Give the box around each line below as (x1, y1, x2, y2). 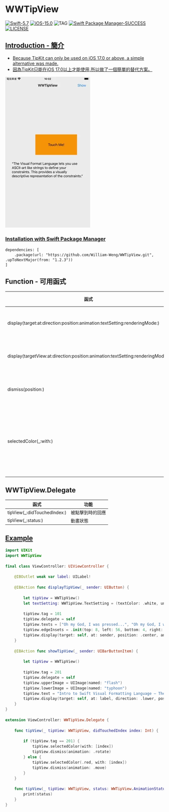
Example (5, 534, 33, 543)
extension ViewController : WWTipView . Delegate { (5, 717, 109, 723)
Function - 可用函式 (5, 278, 66, 286)
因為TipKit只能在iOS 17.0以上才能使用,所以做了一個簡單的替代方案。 (12, 66, 152, 72)
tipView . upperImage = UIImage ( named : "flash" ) (23, 680, 123, 685)
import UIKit (5, 548, 33, 553)
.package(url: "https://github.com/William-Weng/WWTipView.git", (14, 252, 154, 257)
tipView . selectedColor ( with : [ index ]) (32, 744, 114, 749)
